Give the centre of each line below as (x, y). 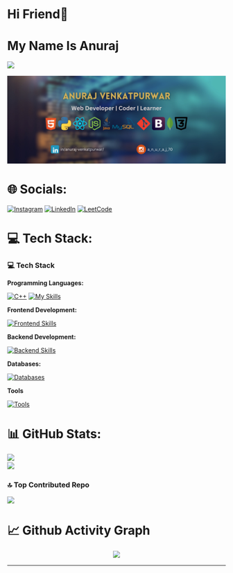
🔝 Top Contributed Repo (49, 485)
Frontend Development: (42, 310)
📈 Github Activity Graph (79, 530)
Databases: (24, 364)
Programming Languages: (45, 283)
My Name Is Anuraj (63, 46)
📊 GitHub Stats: (54, 434)
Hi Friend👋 (38, 14)
